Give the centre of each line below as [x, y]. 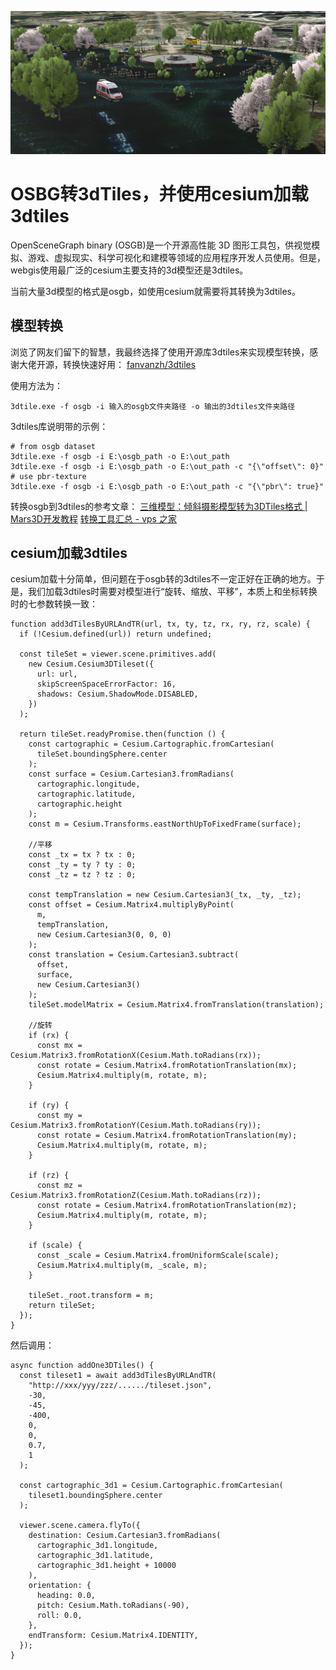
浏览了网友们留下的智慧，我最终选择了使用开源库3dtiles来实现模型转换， [160, 352]
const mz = [59, 1186]
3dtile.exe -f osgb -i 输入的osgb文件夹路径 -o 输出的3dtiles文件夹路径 [153, 406]
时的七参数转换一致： [54, 604]
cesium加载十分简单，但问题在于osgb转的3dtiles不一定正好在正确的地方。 [163, 579]
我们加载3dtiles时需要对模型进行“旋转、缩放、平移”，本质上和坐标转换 [172, 592]
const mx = [59, 1046]
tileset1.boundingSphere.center [95, 1496]
